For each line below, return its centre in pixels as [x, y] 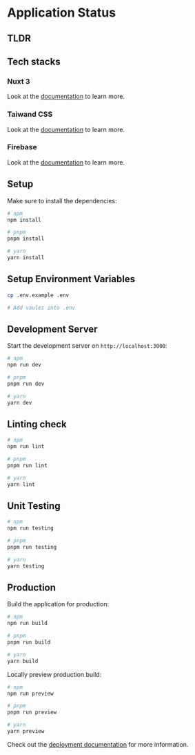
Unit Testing [34, 506]
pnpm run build [29, 642]
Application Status [61, 13]
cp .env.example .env [38, 295]
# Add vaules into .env [41, 308]
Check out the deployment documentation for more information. [98, 744]
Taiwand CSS [30, 114]
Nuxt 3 [19, 81]
